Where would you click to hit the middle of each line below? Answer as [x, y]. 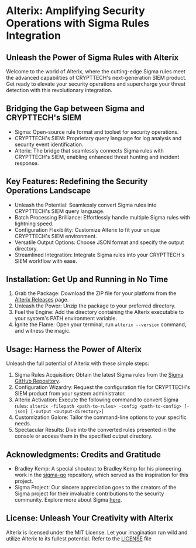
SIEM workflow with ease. [46, 261]
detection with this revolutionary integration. [59, 90]
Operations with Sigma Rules [78, 23]
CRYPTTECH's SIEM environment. [56, 236]
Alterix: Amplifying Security [75, 11]
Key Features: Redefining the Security [77, 182]
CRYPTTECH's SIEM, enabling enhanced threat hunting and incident [97, 157]
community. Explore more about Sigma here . [68, 500]
